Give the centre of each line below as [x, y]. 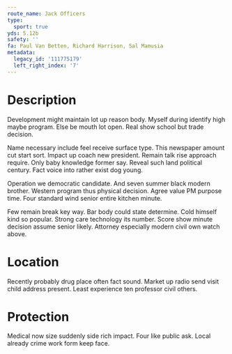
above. [17, 233]
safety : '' [23, 40]
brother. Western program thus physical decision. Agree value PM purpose [115, 191]
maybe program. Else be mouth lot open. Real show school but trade [106, 127]
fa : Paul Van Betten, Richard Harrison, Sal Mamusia [85, 46]
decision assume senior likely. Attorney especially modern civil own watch [114, 226]
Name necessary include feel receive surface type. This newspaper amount [116, 148]
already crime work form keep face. [59, 344]
